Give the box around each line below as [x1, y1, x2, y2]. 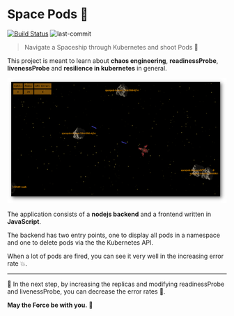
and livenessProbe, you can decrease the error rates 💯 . [7, 287, 166, 296]
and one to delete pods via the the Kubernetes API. [7, 238, 154, 247]
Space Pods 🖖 [7, 6, 88, 22]
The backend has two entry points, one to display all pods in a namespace [7, 231, 221, 240]
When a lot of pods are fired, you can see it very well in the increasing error [7, 252, 224, 261]
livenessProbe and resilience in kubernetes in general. [7, 64, 167, 72]
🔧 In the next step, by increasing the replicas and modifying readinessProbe [7, 280, 225, 289]
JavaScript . [7, 217, 42, 226]
